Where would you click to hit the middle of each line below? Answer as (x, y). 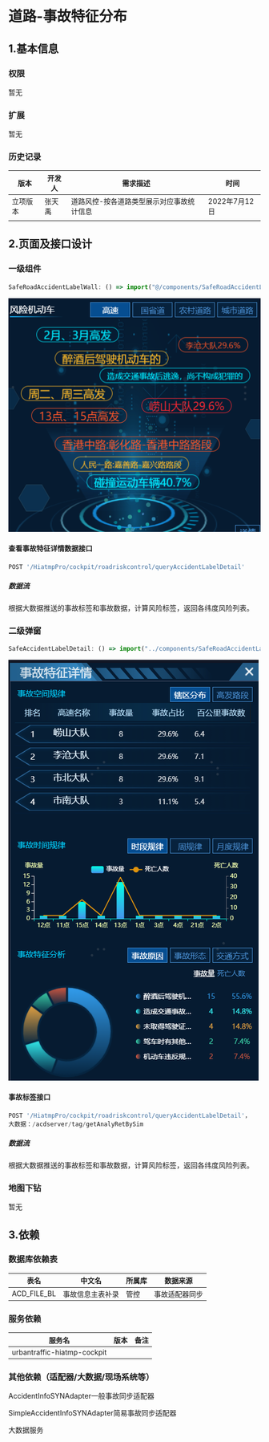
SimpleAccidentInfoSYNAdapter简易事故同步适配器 (92, 1412)
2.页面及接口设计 (50, 244)
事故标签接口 (29, 1097)
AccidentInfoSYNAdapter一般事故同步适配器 (81, 1395)
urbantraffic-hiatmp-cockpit (59, 1352)
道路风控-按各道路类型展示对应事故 (129, 201)
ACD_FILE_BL (34, 1294)
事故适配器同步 (179, 1294)
